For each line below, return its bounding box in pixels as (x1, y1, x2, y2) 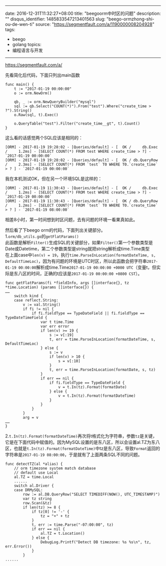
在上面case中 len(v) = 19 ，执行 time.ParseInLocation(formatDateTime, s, (5, 252, 156, 258)
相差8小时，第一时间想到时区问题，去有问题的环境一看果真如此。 (5, 217, 138, 222)
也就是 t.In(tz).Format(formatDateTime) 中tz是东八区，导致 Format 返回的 (13, 445, 161, 451)
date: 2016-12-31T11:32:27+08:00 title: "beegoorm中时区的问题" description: (5, 10, 161, 16)
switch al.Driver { (14, 483, 54, 488)
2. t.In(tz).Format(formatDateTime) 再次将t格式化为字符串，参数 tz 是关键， (5, 433, 157, 439)
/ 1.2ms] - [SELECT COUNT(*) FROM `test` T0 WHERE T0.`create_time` (5, 203, 158, 208)
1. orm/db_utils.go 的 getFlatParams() (5, 234, 79, 239)
